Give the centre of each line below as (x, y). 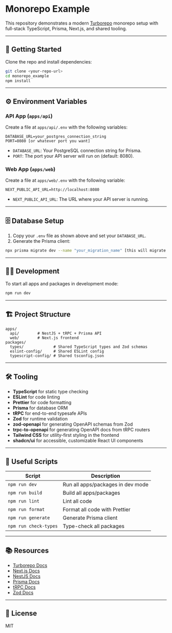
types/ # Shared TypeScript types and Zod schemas (79, 347)
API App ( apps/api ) (29, 116)
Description (106, 476)
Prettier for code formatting (42, 403)
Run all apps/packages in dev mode (106, 484)
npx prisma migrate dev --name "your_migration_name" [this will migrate (86, 251)
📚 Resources (27, 550)
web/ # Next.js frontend (45, 338)
